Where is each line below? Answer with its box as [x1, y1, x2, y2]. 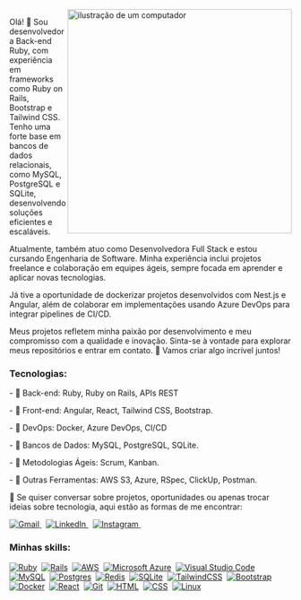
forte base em [9, 131, 61, 142]
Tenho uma [9, 121, 51, 132]
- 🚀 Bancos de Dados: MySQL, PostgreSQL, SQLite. [9, 439, 199, 451]
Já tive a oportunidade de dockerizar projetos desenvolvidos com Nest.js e [9, 290, 287, 300]
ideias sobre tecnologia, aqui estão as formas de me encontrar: [9, 501, 243, 512]
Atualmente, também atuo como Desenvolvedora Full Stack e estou [9, 244, 258, 254]
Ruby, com [9, 45, 49, 56]
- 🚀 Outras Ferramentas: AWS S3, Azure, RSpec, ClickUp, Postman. [9, 474, 258, 485]
